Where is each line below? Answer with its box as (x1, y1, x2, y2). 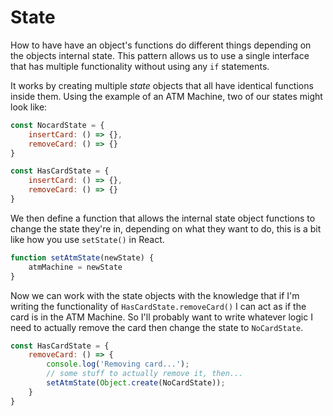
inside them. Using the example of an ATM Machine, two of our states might (10, 90, 323, 102)
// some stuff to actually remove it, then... (46, 369, 244, 379)
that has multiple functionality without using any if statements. (10, 60, 270, 72)
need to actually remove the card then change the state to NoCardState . (10, 321, 304, 333)
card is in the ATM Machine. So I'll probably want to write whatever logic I (10, 311, 313, 323)
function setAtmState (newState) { (10, 252, 155, 263)
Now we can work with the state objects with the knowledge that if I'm (10, 289, 300, 301)
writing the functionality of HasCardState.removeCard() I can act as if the (10, 300, 307, 312)
